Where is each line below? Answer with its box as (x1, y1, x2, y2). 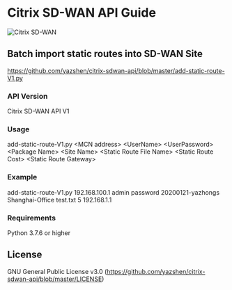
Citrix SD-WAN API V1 (7, 107, 70, 115)
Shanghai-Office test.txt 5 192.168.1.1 (7, 195, 112, 204)
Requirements (7, 213, 56, 223)
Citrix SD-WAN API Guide (7, 5, 157, 21)
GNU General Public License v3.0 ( (7, 267, 107, 275)
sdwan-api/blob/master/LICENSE (7, 275, 102, 283)
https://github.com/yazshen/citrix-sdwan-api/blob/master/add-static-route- (7, 66, 225, 74)
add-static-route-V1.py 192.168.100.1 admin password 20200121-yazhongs (7, 188, 220, 196)
